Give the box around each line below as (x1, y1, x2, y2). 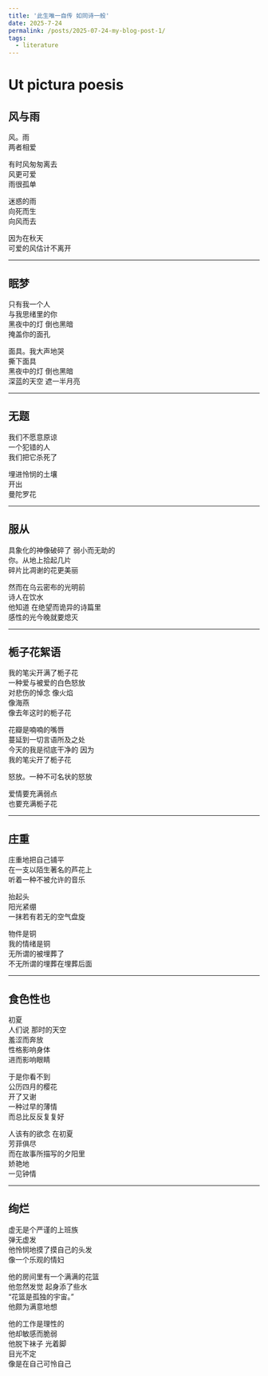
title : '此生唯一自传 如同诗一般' (8, 11, 110, 20)
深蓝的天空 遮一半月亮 (8, 376, 81, 386)
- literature (15, 42, 59, 50)
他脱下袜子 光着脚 (8, 1338, 66, 1348)
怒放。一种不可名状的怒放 (8, 772, 93, 782)
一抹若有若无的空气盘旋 (8, 912, 85, 922)
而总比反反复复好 (8, 1112, 65, 1121)
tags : (8, 34, 26, 42)
